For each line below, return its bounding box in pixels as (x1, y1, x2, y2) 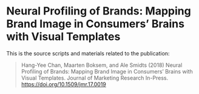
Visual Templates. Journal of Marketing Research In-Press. (21, 74, 169, 81)
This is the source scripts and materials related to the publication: (6, 49, 170, 57)
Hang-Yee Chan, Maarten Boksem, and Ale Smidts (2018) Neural (21, 61, 183, 69)
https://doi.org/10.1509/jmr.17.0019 (21, 80, 106, 88)
